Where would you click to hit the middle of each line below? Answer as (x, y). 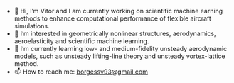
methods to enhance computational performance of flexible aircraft (113, 18)
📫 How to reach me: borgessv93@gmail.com (81, 72)
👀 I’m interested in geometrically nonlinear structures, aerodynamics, (115, 33)
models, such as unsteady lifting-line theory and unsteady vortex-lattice (119, 56)
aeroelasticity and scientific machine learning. (81, 41)
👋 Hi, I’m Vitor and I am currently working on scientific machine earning (118, 11)
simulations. (32, 26)
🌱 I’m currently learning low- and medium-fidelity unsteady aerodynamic (121, 49)
